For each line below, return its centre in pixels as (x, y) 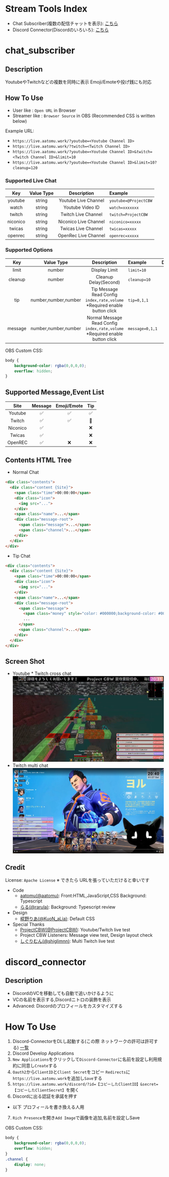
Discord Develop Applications (43, 1053)
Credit (15, 868)
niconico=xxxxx (125, 222)
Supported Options (29, 250)
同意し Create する (39, 1066)
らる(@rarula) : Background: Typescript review (68, 907)
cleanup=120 (25, 168)
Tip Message (105, 289)
